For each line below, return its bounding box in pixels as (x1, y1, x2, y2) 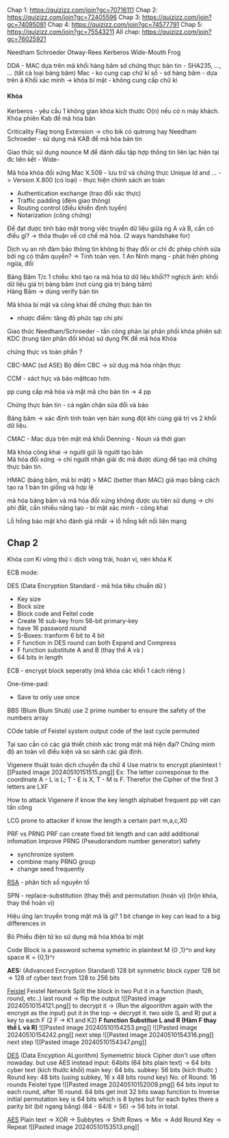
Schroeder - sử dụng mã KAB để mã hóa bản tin (7, 135, 142, 143)
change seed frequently (16, 865, 85, 873)
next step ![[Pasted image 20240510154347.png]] (7, 1038, 147, 1046)
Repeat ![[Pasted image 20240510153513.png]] (7, 1123, 140, 1131)
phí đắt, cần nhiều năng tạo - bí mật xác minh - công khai (7, 504, 169, 512)
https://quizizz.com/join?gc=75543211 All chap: (7, 27, 141, 36)
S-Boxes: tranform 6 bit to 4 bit (16, 631, 105, 640)
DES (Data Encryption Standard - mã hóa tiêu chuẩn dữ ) (7, 582, 167, 590)
